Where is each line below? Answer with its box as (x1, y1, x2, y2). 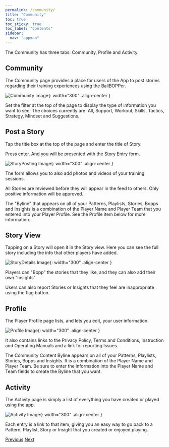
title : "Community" (5, 12, 46, 17)
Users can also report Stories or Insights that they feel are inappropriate (5, 284, 155, 290)
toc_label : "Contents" (5, 26, 53, 31)
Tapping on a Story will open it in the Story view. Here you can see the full (5, 244, 159, 250)
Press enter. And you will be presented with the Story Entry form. (5, 151, 140, 157)
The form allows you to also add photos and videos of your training (5, 170, 145, 176)
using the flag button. (5, 290, 50, 296)
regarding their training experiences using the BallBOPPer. (5, 83, 126, 89)
